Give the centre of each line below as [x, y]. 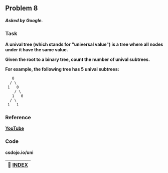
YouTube [15, 128]
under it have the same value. [37, 50]
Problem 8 [22, 8]
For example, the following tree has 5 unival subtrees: [62, 69]
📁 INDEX [18, 164]
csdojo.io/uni [19, 152]
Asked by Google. [24, 20]
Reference [18, 118]
